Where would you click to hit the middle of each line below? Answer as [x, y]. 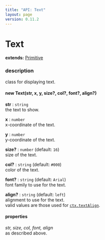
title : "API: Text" [25, 10]
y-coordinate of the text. [30, 140]
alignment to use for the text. [35, 200]
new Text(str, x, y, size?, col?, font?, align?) [51, 93]
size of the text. [21, 155]
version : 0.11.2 [22, 19]
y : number [15, 134]
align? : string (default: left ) [35, 194]
